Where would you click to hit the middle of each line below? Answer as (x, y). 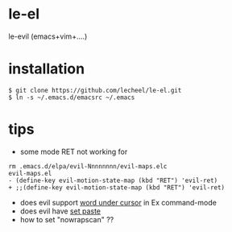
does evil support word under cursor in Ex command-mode (118, 202)
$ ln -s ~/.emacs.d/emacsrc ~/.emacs (72, 97)
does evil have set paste (60, 211)
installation (47, 69)
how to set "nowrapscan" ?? (67, 219)
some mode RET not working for (74, 151)
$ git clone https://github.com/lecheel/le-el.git (95, 90)
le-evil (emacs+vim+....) (48, 36)
